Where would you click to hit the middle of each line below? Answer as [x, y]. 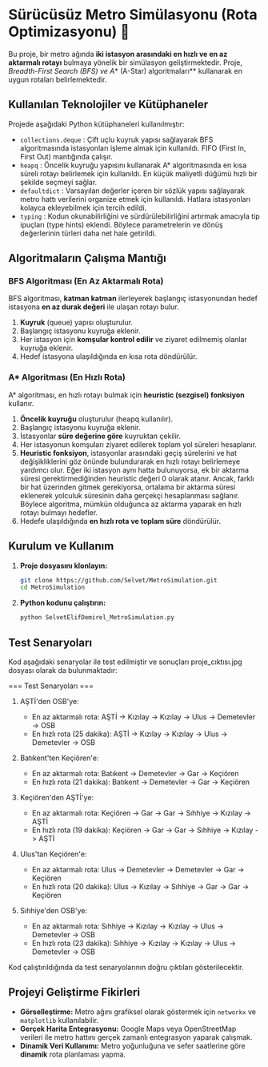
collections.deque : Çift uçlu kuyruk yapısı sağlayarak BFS [116, 139]
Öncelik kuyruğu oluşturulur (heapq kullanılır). [96, 419]
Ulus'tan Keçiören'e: [53, 854]
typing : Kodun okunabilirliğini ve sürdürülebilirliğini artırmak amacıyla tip [140, 216]
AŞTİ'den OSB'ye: [49, 701]
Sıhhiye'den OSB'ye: [54, 910]
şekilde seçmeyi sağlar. [58, 182]
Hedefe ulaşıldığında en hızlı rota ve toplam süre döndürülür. [120, 521]
